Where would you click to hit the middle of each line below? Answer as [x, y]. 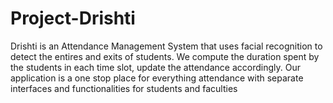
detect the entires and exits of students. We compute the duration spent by [165, 56]
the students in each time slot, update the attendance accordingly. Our [155, 67]
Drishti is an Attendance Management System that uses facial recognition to [166, 46]
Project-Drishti [73, 18]
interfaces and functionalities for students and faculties [124, 88]
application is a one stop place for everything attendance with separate [157, 78]
